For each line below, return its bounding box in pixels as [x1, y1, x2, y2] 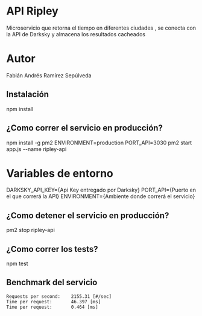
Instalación [6, 89, 49, 100]
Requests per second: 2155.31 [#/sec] [6, 293, 112, 300]
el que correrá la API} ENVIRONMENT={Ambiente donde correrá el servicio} [6, 193, 195, 200]
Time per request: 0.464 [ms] [6, 304, 98, 310]
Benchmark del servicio [6, 277, 98, 288]
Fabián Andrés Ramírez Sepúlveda [6, 71, 92, 79]
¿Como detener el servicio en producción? [6, 210, 169, 221]
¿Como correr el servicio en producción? [6, 123, 163, 134]
